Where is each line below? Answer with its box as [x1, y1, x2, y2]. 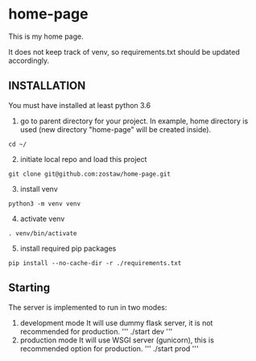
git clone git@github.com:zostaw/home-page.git [8, 170, 171, 178]
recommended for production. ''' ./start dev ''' [19, 326, 173, 336]
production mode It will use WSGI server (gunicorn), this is [19, 335, 215, 345]
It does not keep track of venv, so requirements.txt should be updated [8, 47, 240, 56]
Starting [8, 281, 51, 295]
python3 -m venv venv [8, 199, 81, 208]
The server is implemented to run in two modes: [8, 302, 167, 312]
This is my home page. [8, 31, 85, 41]
